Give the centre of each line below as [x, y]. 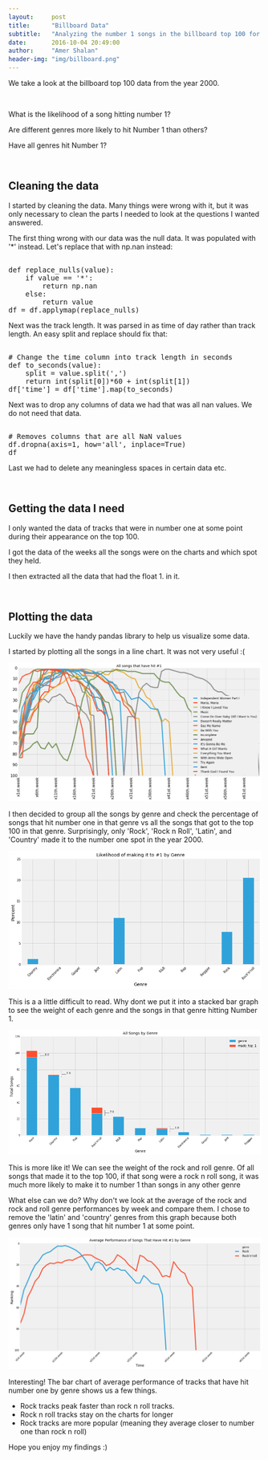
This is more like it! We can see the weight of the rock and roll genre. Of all [131, 1168]
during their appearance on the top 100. [74, 536]
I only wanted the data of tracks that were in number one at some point [126, 528]
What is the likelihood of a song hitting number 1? [89, 114]
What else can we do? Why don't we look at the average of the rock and [128, 1201]
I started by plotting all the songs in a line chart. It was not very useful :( [127, 652]
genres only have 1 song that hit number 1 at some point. [102, 1226]
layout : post [37, 17]
